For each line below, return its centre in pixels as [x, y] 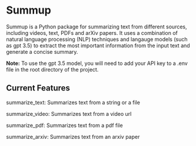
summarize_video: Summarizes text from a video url [69, 113]
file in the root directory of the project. [52, 69]
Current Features [38, 88]
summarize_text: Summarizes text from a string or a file [73, 102]
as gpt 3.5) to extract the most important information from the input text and [98, 46]
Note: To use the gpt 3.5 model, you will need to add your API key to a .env [97, 63]
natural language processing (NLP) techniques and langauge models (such [97, 39]
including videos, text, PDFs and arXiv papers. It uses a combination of [92, 33]
